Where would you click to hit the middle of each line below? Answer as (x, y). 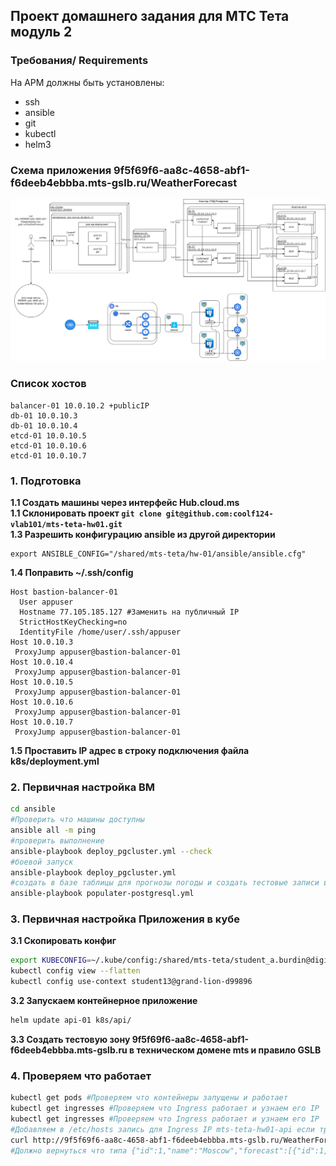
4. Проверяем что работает (81, 1076)
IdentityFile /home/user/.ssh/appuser (100, 632)
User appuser (46, 602)
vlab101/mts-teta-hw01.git (66, 524)
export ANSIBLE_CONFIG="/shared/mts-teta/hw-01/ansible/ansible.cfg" (158, 554)
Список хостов (48, 384)
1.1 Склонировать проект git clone (86, 513)
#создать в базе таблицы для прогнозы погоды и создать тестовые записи (165, 883)
